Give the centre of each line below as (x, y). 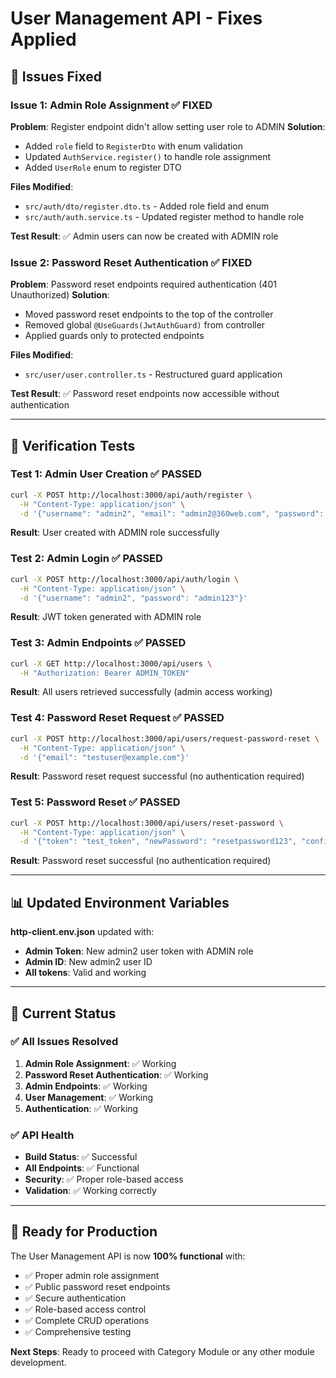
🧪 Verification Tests (73, 445)
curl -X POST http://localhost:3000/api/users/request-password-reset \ (165, 738)
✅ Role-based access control (85, 1309)
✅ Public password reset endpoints (97, 1286)
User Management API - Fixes (136, 18)
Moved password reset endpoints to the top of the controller (149, 314)
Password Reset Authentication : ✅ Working (116, 1074)
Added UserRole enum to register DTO (103, 167)
